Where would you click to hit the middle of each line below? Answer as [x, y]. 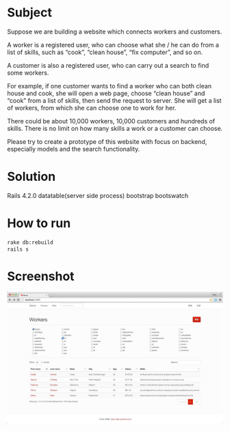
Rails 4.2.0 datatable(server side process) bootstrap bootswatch [98, 195]
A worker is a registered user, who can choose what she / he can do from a [113, 45]
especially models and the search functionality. [74, 149]
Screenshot [41, 276]
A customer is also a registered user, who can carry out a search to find [108, 65]
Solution [31, 177]
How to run [39, 223]
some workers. [28, 73]
